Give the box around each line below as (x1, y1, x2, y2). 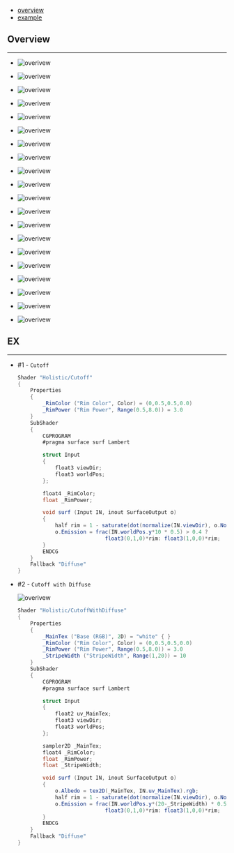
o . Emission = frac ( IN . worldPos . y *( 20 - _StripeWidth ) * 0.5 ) (54, 800, 230, 808)
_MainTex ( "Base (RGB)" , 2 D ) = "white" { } (42, 633, 171, 640)
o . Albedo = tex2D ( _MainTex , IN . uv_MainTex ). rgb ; (54, 787, 199, 794)
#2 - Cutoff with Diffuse (17, 580, 91, 589)
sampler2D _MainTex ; (42, 742, 102, 749)
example (17, 13, 42, 22)
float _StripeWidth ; (42, 762, 102, 769)
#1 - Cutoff (17, 361, 49, 369)
